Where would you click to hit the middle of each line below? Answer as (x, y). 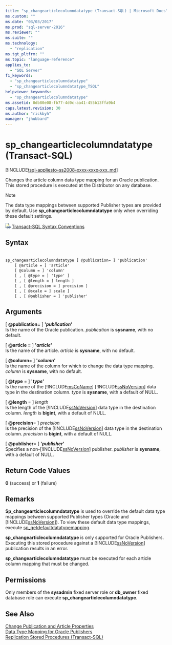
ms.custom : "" (20, 16)
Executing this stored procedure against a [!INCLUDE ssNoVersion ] (75, 543)
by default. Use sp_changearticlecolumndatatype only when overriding (82, 211)
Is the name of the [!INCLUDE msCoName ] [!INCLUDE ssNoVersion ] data (81, 386)
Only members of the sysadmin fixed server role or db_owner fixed (77, 592)
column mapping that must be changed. (47, 564)
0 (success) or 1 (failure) (31, 483)
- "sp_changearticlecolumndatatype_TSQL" (55, 87)
